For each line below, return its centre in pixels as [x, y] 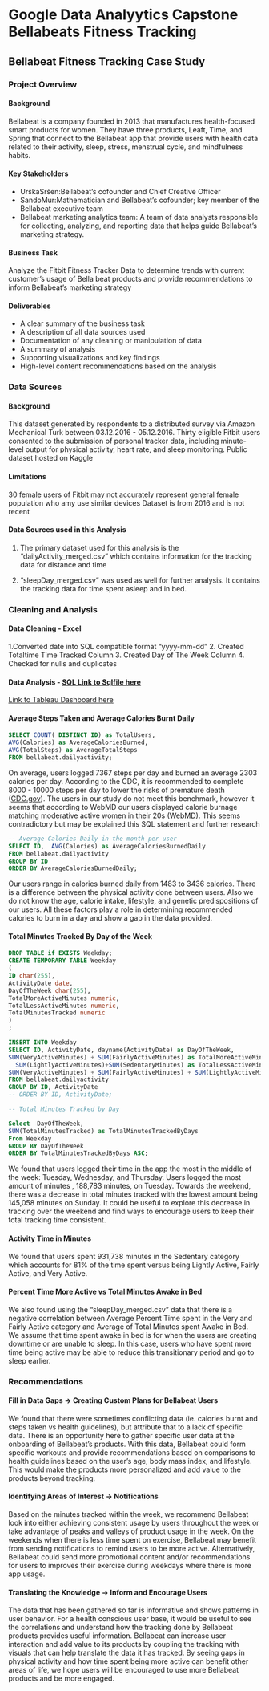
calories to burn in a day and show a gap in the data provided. [110, 918]
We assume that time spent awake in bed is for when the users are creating [133, 1335]
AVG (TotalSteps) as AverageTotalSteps [73, 750]
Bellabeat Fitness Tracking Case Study [107, 61]
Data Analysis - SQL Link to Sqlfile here [75, 682]
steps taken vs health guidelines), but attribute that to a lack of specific [125, 1427]
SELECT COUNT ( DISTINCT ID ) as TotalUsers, [82, 735]
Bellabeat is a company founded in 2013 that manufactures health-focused [132, 121]
